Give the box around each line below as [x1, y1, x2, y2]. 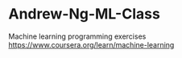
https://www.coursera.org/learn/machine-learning [8, 39, 175, 49]
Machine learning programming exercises [8, 31, 147, 41]
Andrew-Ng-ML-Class [8, 5, 161, 23]
